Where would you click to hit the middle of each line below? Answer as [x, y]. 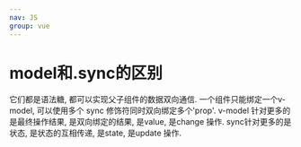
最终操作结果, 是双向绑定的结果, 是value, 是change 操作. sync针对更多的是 [154, 122]
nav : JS [24, 17]
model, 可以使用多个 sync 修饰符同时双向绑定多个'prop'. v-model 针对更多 [146, 111]
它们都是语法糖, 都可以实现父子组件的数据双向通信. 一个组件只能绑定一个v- [147, 99]
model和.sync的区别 [86, 73]
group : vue [30, 26]
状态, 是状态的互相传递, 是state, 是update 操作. [96, 133]
